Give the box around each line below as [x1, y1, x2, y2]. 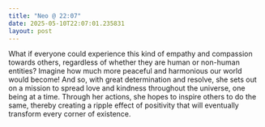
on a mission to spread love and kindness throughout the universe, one [8, 83, 246, 93]
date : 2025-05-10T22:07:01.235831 [8, 19, 126, 28]
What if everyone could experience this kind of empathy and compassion [8, 49, 253, 59]
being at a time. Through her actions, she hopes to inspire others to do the [8, 92, 257, 102]
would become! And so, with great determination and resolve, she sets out [8, 74, 257, 85]
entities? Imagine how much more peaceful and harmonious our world [8, 66, 242, 76]
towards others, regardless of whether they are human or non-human [8, 57, 241, 67]
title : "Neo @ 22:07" [8, 11, 82, 20]
